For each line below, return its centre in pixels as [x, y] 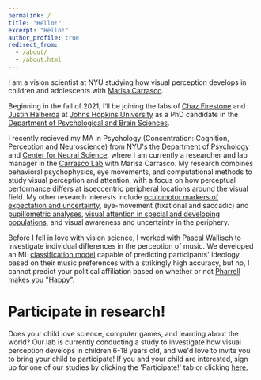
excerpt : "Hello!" [38, 30]
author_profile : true [44, 38]
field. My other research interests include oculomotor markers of [113, 197]
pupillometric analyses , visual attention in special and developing [114, 214]
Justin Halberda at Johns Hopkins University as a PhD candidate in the [123, 114]
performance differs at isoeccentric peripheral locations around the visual [129, 188]
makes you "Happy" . [42, 279]
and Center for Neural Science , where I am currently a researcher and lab [128, 154]
